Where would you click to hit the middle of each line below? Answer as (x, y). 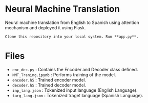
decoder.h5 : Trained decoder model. (49, 85)
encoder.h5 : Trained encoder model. (49, 80)
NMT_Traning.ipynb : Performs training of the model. (64, 75)
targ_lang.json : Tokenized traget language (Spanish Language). (78, 95)
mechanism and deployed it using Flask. (45, 27)
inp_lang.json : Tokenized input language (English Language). (75, 90)
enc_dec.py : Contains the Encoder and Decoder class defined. (75, 69)
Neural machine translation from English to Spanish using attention (72, 22)
